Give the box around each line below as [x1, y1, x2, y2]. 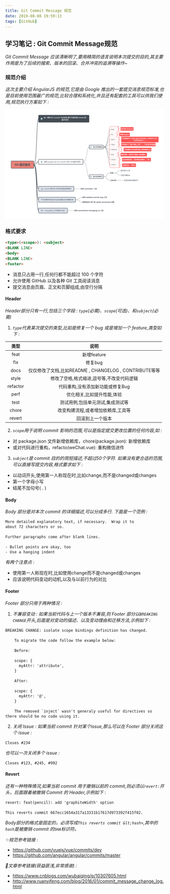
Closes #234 [5, 740, 30, 745]
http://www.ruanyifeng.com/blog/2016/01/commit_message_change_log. [12, 878, 164, 884]
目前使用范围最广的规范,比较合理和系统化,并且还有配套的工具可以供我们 [9, 92, 158, 99]
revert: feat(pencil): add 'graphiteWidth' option [5, 800, 114, 805]
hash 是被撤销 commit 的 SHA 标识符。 [5, 826, 79, 832]
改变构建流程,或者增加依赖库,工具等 [58, 407, 131, 413]
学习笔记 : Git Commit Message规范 [5, 39, 118, 48]
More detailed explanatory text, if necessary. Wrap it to [5, 520, 135, 525]
